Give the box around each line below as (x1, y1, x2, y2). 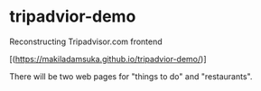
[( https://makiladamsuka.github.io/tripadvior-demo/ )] (9, 53, 207, 64)
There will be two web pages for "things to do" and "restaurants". (9, 70, 253, 82)
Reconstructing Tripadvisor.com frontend (9, 36, 163, 47)
